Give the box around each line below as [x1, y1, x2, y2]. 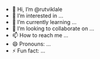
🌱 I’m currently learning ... [12, 19, 77, 25]
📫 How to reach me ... [12, 32, 68, 39]
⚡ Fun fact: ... [12, 47, 45, 54]
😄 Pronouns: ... [12, 40, 52, 48]
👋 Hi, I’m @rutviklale [12, 6, 62, 13]
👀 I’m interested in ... [12, 12, 64, 19]
